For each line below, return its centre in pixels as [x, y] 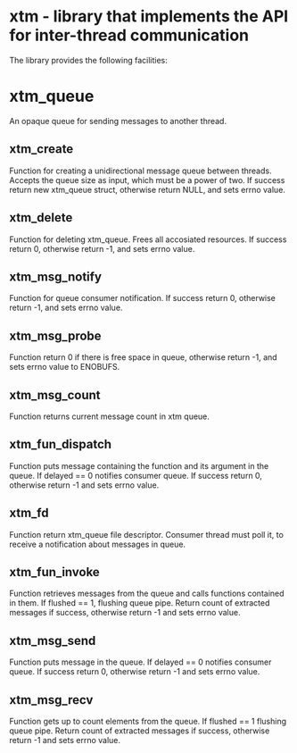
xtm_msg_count [55, 395]
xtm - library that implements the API [149, 17]
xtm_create [41, 149]
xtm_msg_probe [55, 335]
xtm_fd [29, 513]
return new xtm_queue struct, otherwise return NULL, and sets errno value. [147, 189]
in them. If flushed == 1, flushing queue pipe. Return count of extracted [140, 603]
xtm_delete [41, 218]
